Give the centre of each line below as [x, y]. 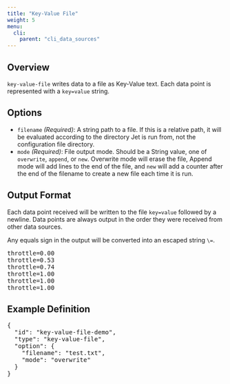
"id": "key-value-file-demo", [65, 333]
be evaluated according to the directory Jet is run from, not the [106, 137]
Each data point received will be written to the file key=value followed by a [112, 212]
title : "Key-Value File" [43, 13]
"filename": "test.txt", [63, 353]
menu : [15, 26]
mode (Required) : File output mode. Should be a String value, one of [112, 151]
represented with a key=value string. [59, 91]
